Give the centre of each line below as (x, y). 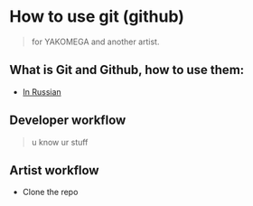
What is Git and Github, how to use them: (127, 70)
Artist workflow (54, 170)
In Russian (42, 91)
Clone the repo (50, 192)
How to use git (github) (97, 17)
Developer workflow (68, 121)
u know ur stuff (60, 142)
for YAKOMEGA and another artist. (95, 42)
